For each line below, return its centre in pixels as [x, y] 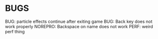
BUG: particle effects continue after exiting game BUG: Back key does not [79, 21]
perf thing [15, 31]
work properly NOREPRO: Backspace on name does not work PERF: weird [79, 26]
